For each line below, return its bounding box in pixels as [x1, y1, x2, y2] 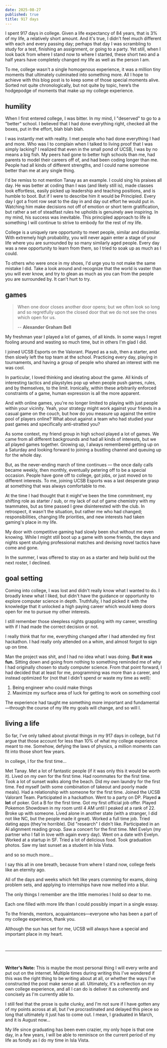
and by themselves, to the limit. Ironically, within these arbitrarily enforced [5, 385, 157, 391]
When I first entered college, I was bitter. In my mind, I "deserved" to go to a [5, 115, 161, 121]
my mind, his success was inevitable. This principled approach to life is [5, 214, 151, 220]
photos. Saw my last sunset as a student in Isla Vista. [5, 842, 114, 848]
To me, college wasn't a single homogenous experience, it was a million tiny [5, 66, 161, 72]
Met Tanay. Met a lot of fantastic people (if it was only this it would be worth [5, 767, 161, 774]
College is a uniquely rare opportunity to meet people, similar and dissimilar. [5, 229, 161, 235]
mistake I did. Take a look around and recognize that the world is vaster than [5, 266, 162, 272]
